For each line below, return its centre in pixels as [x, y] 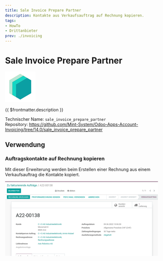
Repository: [16, 124]
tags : [10, 20]
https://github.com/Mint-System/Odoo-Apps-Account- [83, 124]
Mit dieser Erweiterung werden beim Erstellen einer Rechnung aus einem [78, 169]
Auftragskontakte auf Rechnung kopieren [55, 159]
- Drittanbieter [21, 31]
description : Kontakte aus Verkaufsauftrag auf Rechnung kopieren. [75, 15]
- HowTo [13, 26]
